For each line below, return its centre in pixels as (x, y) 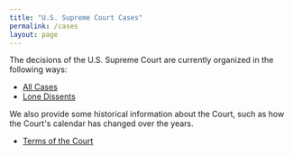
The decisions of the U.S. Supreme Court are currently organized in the (142, 60)
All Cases (40, 87)
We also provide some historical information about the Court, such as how (147, 114)
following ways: (38, 69)
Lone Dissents (49, 96)
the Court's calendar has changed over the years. (101, 123)
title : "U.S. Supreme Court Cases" (76, 18)
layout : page (34, 34)
